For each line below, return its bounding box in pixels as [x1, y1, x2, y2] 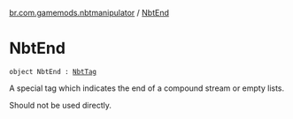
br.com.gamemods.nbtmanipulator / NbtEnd [9, 8, 170, 18]
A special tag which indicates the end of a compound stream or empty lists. [9, 83, 285, 93]
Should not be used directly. [9, 100, 112, 110]
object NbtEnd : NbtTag [9, 67, 97, 76]
